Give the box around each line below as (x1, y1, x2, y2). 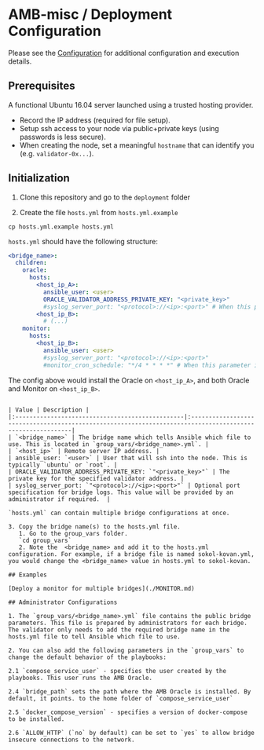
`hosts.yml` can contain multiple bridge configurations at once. (8, 509, 230, 517)
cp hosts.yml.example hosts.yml (8, 222, 114, 231)
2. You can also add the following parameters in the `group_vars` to (8, 646, 244, 654)
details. (8, 57, 32, 66)
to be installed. (8, 715, 65, 723)
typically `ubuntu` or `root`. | (8, 461, 118, 469)
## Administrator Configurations (8, 598, 118, 606)
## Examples (8, 571, 47, 579)
